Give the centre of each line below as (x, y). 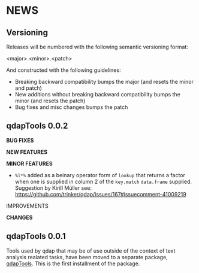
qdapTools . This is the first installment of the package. (73, 263)
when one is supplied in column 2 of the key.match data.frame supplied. (103, 181)
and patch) (28, 88)
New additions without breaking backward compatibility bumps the (98, 94)
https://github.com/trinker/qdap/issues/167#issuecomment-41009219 (101, 194)
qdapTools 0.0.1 (36, 236)
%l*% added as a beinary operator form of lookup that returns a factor (100, 175)
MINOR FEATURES (29, 163)
